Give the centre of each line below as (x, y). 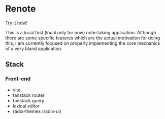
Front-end (18, 79)
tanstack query (28, 100)
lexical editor (26, 106)
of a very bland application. (34, 48)
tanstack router (28, 95)
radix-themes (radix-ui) (37, 111)
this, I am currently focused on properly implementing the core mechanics (83, 43)
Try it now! (16, 23)
